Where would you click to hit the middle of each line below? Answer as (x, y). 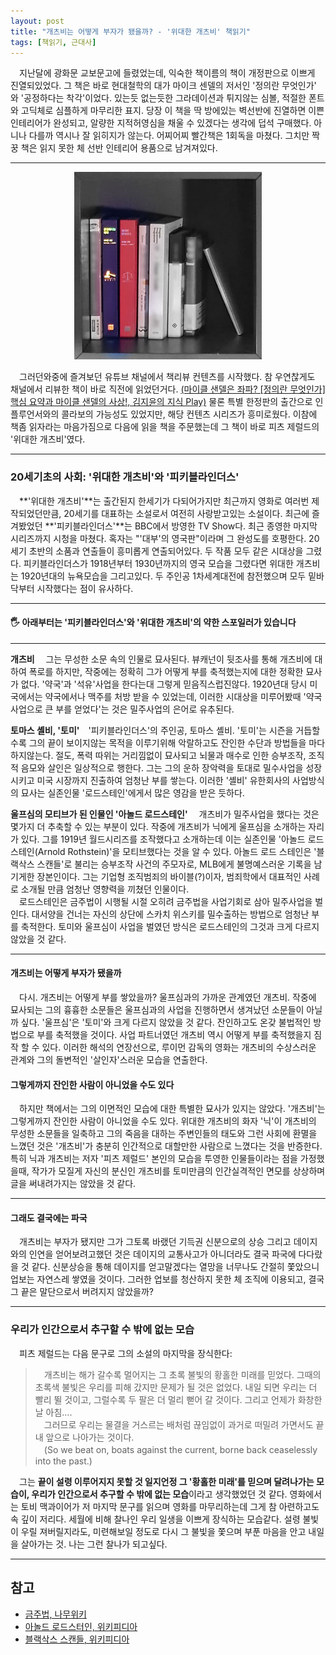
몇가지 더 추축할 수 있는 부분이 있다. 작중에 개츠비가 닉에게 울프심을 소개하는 (158, 826)
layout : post (37, 21)
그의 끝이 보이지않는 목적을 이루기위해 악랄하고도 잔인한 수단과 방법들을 (167, 742)
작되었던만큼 (35, 513)
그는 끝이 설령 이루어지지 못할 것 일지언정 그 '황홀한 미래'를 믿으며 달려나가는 (166, 1481)
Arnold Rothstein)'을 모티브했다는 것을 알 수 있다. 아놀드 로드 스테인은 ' (177, 851)
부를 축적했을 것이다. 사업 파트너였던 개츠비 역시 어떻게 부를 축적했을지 (174, 1035)
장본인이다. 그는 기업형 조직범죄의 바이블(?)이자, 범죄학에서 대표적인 (169, 876)
